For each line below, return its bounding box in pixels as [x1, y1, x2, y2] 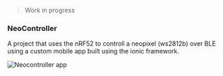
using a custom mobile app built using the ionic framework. [7, 47, 180, 56]
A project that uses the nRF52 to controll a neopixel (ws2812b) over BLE [7, 39, 217, 48]
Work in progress [24, 6, 76, 14]
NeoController [7, 23, 58, 33]
